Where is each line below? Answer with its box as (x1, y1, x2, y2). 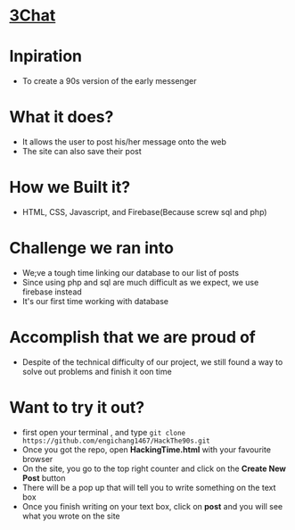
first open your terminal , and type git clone (21, 426, 186, 437)
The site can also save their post (21, 146, 143, 157)
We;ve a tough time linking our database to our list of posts (21, 267, 239, 277)
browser (21, 453, 53, 464)
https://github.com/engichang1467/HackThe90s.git (21, 436, 211, 445)
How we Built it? (9, 178, 131, 197)
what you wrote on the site (21, 510, 120, 521)
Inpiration (9, 46, 83, 67)
